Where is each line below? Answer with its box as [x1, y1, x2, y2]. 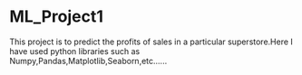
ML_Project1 [9, 6, 104, 27]
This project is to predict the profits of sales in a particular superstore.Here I [9, 36, 293, 47]
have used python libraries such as [9, 45, 141, 56]
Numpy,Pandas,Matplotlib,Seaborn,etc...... [9, 55, 168, 66]
